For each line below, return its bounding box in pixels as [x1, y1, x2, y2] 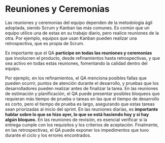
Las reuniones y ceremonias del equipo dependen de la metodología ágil [5, 20, 153, 25]
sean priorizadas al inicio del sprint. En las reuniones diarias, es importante [5, 106, 159, 112]
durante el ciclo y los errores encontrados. [5, 132, 92, 138]
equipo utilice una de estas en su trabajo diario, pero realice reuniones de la [5, 30, 159, 36]
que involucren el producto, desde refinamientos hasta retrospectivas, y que [5, 55, 160, 61]
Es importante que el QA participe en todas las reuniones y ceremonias [5, 50, 152, 56]
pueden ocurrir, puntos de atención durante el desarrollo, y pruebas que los [5, 80, 159, 86]
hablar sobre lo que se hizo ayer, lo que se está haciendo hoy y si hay [5, 111, 149, 117]
